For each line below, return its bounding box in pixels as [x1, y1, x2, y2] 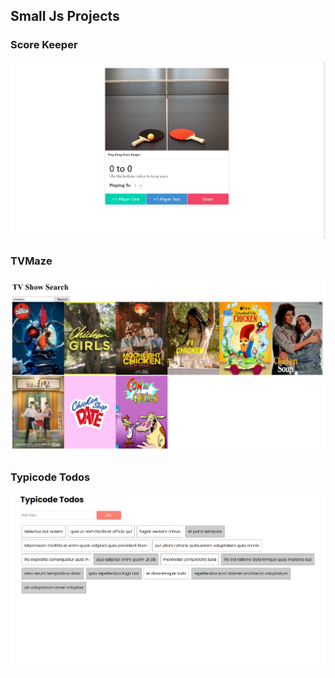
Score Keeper [10, 38, 78, 52]
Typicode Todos [10, 470, 91, 484]
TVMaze [10, 254, 53, 268]
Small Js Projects [10, 8, 120, 25]
